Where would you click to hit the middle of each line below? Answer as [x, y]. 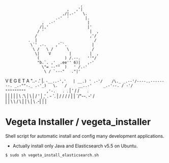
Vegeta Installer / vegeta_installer [78, 122]
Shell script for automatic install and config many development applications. [85, 136]
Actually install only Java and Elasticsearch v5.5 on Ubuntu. [75, 146]
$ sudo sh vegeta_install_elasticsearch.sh [52, 155]
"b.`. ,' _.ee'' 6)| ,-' [66, 62]
